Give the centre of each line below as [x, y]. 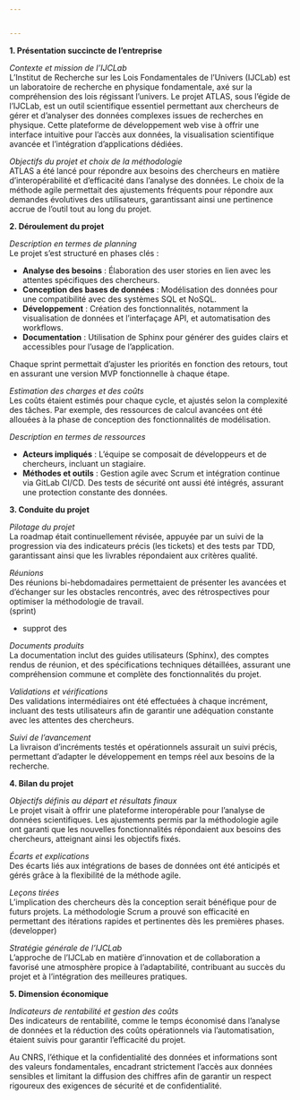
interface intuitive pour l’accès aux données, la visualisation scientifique [142, 134]
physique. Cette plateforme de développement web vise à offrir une [134, 125]
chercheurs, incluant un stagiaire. [84, 463]
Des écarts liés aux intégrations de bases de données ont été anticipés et [145, 865]
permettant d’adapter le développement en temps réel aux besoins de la [142, 756]
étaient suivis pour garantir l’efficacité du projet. [98, 1039]
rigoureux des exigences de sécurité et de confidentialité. [116, 1086]
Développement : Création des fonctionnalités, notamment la [135, 308]
